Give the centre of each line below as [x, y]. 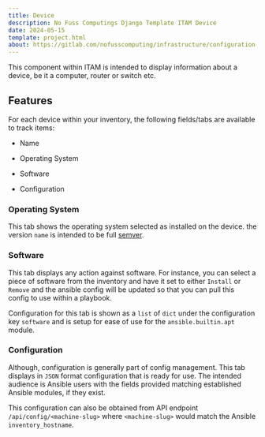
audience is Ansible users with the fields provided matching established [125, 384]
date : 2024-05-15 [37, 30]
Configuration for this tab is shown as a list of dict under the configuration [132, 313]
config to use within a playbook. [60, 297]
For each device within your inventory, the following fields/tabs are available [132, 119]
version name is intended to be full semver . [76, 235]
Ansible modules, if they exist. [57, 392]
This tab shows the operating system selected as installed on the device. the [132, 226]
